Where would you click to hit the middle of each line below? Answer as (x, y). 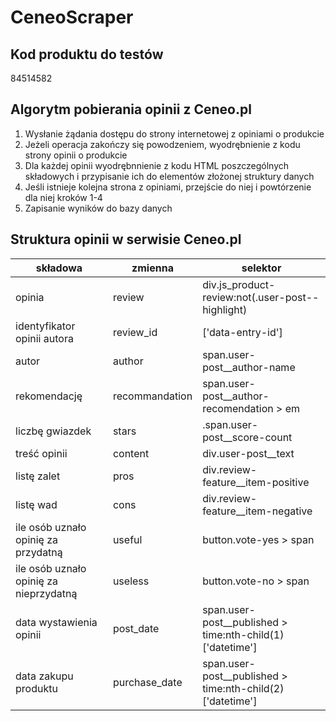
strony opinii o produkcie (76, 155)
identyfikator (45, 326)
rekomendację (49, 396)
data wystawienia (56, 622)
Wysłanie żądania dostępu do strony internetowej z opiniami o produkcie (174, 133)
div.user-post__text (248, 453)
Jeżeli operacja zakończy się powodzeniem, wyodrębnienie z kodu (162, 144)
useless (131, 581)
